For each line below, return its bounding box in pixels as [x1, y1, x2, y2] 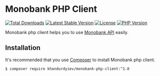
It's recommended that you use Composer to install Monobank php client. [5, 57, 156, 63]
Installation [5, 43, 41, 52]
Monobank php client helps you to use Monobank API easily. [5, 29, 129, 35]
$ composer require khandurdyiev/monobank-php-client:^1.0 [5, 66, 130, 71]
